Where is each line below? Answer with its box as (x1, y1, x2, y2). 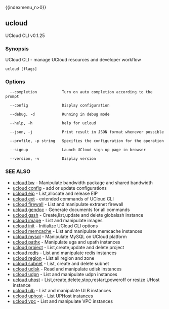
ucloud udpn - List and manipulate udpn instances (12, 271, 117, 277)
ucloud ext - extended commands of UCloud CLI (12, 195, 114, 202)
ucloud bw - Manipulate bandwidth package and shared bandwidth (12, 180, 153, 186)
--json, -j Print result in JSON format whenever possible (10, 129, 164, 135)
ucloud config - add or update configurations (12, 185, 107, 191)
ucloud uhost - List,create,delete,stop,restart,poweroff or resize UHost (12, 277, 160, 283)
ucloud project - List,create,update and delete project (12, 244, 124, 250)
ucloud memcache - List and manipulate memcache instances (12, 228, 143, 234)
